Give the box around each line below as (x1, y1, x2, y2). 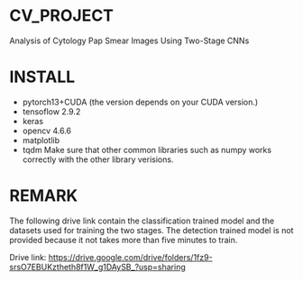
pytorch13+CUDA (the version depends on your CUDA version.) (22, 96, 259, 107)
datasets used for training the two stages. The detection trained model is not (9, 224, 294, 235)
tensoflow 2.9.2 (22, 105, 81, 117)
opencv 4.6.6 (22, 125, 72, 136)
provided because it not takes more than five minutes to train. (9, 234, 238, 245)
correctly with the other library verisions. (22, 154, 174, 165)
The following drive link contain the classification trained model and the (9, 215, 275, 226)
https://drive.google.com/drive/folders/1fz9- (48, 251, 214, 262)
